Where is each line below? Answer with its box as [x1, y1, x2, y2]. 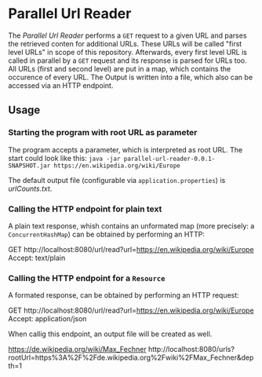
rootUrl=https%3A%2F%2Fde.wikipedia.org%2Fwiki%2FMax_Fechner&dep [8, 353, 254, 362]
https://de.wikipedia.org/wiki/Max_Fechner [8, 345, 147, 354]
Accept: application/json [8, 314, 87, 324]
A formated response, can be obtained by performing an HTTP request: [8, 291, 239, 300]
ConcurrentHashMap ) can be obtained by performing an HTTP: [8, 229, 206, 239]
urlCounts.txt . [8, 184, 53, 193]
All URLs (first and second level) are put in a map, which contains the [8, 64, 231, 73]
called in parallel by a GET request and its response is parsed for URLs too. [8, 56, 247, 65]
